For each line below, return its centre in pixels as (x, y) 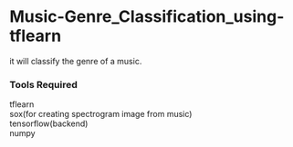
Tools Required (43, 84)
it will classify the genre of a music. (76, 61)
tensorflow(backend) (49, 123)
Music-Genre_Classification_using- (147, 17)
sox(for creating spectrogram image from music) (101, 114)
